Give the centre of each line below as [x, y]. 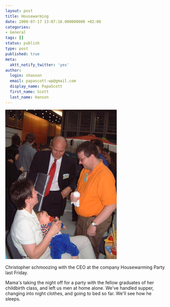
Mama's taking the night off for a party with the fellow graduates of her [80, 282]
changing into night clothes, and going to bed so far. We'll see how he [78, 293]
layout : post [19, 11]
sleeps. [13, 299]
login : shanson [26, 76]
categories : [18, 27]
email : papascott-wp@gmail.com [43, 81]
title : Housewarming [27, 16]
